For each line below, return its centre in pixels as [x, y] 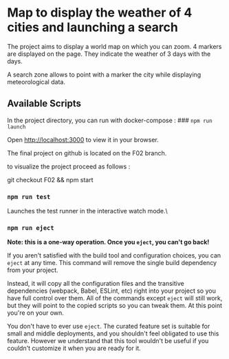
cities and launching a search [93, 27]
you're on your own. [35, 313]
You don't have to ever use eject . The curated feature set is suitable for [109, 327]
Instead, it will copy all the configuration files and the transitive [96, 284]
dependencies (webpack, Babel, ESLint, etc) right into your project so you [112, 291]
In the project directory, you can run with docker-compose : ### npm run [110, 120]
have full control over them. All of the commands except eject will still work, [115, 298]
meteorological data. [36, 81]
